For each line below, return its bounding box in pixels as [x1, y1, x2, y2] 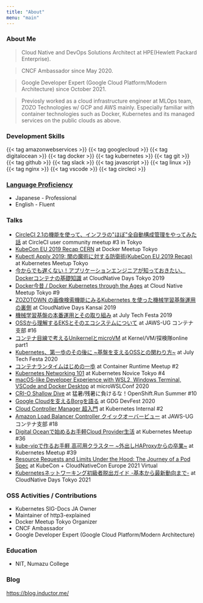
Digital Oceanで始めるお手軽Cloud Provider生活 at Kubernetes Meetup [15, 428, 192, 435]
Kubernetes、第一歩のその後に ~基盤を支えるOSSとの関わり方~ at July [15, 348, 194, 356]
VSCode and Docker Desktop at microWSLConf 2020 [15, 382, 149, 390]
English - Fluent [15, 201, 55, 208]
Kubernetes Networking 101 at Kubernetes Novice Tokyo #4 [15, 369, 166, 376]
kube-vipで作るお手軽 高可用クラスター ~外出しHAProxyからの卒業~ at [15, 442, 194, 449]
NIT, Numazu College [15, 560, 69, 568]
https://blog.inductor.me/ [6, 589, 69, 596]
